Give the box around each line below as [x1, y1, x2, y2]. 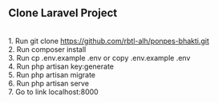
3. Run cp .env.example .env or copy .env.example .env [8, 53, 191, 62]
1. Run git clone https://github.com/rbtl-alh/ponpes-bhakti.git [8, 36, 210, 46]
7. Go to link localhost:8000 [8, 87, 99, 97]
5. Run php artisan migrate [8, 69, 96, 79]
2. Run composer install [8, 44, 87, 54]
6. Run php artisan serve [8, 78, 90, 88]
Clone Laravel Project [8, 6, 118, 20]
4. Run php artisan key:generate [8, 61, 115, 71]
